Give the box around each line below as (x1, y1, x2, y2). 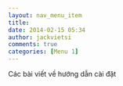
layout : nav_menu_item (8, 11, 82, 20)
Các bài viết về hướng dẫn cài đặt (8, 70, 117, 78)
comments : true (8, 41, 58, 48)
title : (8, 19, 30, 27)
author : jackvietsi (8, 33, 72, 41)
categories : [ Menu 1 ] (8, 48, 79, 56)
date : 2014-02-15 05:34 (8, 26, 86, 34)
